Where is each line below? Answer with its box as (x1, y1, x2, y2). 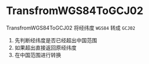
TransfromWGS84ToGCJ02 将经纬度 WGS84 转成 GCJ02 (6, 24, 136, 31)
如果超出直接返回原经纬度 (14, 44, 77, 51)
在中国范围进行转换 (14, 51, 62, 58)
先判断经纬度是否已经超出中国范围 (14, 36, 97, 43)
